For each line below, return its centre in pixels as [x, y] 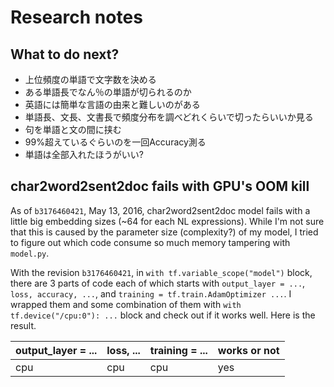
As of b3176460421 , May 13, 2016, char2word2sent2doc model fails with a [160, 210]
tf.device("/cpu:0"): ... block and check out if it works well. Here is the [163, 315]
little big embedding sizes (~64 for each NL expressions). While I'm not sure [167, 221]
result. [23, 325]
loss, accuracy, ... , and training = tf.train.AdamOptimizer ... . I [151, 293]
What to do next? [65, 54]
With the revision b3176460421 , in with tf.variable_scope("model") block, [161, 272]
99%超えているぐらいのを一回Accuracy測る [115, 142]
